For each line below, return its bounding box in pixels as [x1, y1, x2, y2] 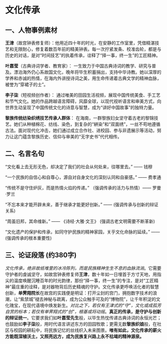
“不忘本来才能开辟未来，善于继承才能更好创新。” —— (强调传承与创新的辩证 [5, 202, 159, 207]
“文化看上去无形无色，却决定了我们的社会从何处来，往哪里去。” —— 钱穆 [5, 163, 153, 169]
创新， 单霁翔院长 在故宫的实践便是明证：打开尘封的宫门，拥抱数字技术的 [5, 290, 153, 296]
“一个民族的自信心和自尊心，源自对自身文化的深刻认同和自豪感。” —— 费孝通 [5, 174, 162, 180]
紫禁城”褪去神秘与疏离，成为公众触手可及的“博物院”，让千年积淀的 [20, 296, 156, 302]
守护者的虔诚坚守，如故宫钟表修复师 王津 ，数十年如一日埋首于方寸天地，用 [5, 271, 157, 277]
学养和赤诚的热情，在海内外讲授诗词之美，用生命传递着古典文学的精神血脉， [5, 75, 162, 81]
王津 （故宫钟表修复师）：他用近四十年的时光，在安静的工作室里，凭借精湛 [5, 40, 155, 46]
